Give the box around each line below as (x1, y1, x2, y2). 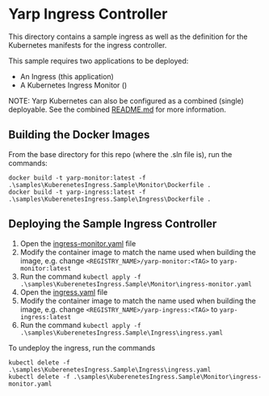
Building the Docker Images (8, 128, 150, 142)
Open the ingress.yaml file (19, 287, 108, 296)
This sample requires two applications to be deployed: (8, 56, 189, 66)
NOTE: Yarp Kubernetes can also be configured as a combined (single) (8, 96, 244, 105)
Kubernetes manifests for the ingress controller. (8, 40, 167, 49)
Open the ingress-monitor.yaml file (19, 238, 137, 248)
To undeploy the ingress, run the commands (8, 343, 156, 352)
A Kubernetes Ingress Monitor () (19, 80, 128, 90)
